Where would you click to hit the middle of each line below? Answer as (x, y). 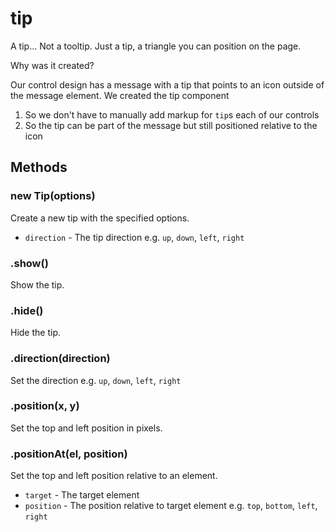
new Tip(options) (53, 196)
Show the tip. (37, 284)
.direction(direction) (60, 359)
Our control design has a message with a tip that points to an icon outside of (167, 84)
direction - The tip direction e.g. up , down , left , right (134, 237)
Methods (39, 167)
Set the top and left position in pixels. (86, 428)
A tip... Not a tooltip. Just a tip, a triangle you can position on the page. (156, 46)
